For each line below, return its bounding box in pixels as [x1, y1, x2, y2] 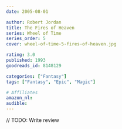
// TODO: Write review [6, 117, 60, 124]
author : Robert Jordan [6, 19, 62, 25]
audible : [6, 101, 28, 107]
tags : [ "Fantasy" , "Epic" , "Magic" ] [6, 79, 96, 85]
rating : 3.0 [6, 52, 35, 58]
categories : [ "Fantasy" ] [6, 73, 67, 80]
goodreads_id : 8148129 [6, 62, 62, 68]
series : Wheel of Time [6, 30, 62, 36]
